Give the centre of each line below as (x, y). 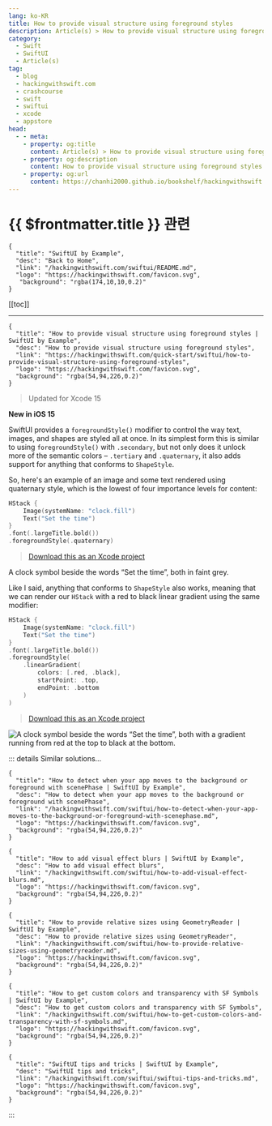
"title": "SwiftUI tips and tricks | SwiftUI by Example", (117, 1064)
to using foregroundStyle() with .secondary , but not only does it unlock (127, 447)
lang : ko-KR (28, 16)
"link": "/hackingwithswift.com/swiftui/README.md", (106, 268)
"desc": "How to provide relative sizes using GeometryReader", (126, 936)
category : (25, 39)
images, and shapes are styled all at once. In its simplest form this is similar (134, 438)
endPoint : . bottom (68, 687)
